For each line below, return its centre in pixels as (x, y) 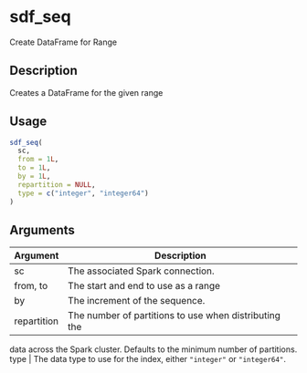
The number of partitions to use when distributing (175, 316)
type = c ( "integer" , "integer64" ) (83, 193)
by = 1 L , (34, 176)
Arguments (42, 230)
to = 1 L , (34, 168)
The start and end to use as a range (144, 286)
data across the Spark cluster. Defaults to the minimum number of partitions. (153, 349)
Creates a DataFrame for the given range (86, 92)
